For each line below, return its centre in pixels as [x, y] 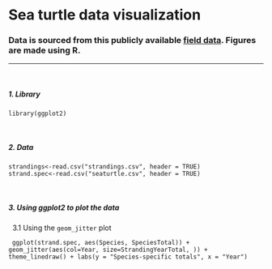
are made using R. [45, 50]
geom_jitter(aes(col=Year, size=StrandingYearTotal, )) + [108, 250]
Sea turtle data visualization [104, 15]
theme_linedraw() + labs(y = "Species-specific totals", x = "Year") [128, 257]
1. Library [24, 94]
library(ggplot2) [38, 114]
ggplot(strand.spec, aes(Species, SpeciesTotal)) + [101, 243]
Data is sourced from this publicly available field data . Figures [132, 41]
